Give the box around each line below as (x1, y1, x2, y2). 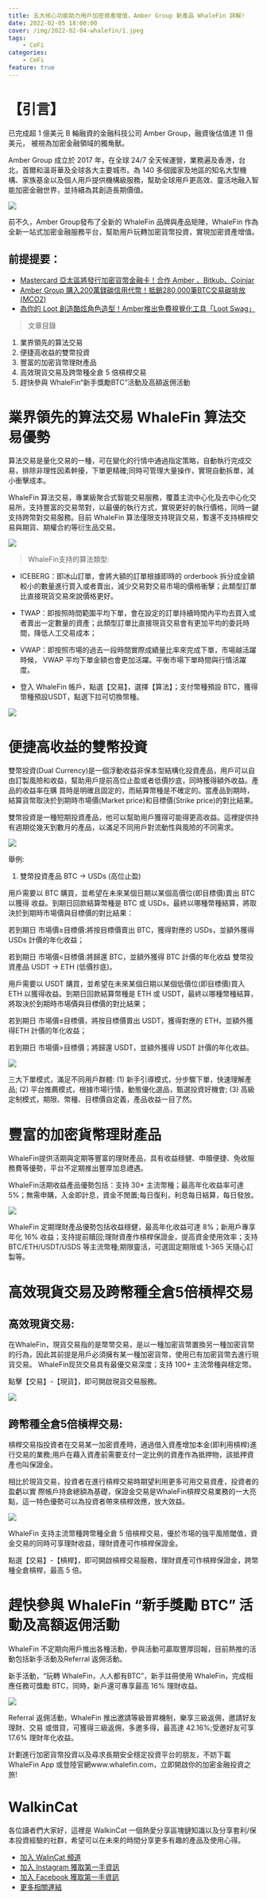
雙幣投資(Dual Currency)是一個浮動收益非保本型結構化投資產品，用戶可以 (8, 766, 249, 776)
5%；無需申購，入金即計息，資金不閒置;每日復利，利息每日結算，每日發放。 (8, 1190, 258, 1200)
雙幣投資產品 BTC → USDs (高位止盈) (19, 871, 141, 881)
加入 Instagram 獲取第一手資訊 (19, 1862, 120, 1872)
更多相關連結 (19, 1882, 62, 1892)
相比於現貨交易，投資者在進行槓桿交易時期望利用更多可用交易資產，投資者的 (8, 1476, 259, 1487)
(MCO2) (19, 294, 47, 304)
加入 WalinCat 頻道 (19, 1853, 82, 1862)
